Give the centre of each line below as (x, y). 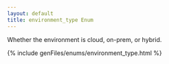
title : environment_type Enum (50, 20)
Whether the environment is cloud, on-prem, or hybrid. (84, 39)
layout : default (30, 13)
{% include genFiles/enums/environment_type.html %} (85, 53)
